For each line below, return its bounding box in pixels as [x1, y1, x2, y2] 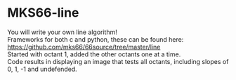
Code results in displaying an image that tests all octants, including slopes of [7, 57, 229, 65]
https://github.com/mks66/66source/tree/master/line [7, 42, 161, 51]
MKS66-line [7, 5, 79, 21]
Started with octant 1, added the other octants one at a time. [7, 50, 181, 58]
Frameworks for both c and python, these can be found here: [7, 35, 184, 43]
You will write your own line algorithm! [7, 28, 118, 36]
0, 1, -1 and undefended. [7, 65, 77, 73]
